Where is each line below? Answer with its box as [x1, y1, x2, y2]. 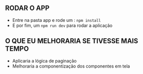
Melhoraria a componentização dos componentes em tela [12, 63, 130, 69]
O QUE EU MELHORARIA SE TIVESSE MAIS [5, 37, 139, 45]
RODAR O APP [5, 4, 49, 12]
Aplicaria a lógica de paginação [12, 58, 77, 64]
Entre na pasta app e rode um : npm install [12, 17, 101, 23]
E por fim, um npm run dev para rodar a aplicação [12, 22, 113, 28]
